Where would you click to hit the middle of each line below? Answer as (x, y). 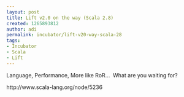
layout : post (23, 12)
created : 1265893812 (33, 23)
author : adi (21, 29)
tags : (13, 41)
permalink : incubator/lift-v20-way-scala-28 (64, 35)
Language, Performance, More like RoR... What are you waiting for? (92, 75)
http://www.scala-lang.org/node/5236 (55, 87)
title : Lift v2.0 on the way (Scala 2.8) (60, 18)
